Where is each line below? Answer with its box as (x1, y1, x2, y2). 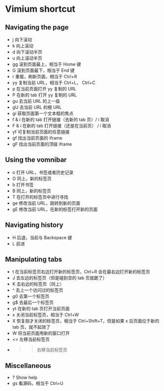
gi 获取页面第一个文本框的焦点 (12, 111, 74, 116)
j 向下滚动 (12, 37, 33, 42)
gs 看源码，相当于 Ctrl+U (12, 380, 64, 387)
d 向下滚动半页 (12, 49, 43, 55)
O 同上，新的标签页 (12, 176, 52, 181)
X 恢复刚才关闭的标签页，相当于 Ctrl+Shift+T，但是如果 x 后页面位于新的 (12, 318, 160, 324)
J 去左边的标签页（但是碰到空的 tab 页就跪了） (12, 275, 107, 281)
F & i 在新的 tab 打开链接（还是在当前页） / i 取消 (12, 123, 111, 128)
